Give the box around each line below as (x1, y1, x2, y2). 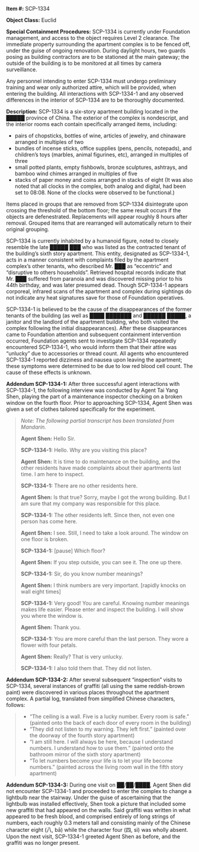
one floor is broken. (20, 536, 69, 543)
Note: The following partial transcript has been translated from (20, 417, 175, 424)
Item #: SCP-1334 (6, 5, 50, 12)
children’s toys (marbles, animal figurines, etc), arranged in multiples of (14, 151, 188, 158)
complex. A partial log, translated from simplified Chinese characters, (6, 695, 175, 702)
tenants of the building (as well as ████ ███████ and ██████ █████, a (6, 312, 191, 319)
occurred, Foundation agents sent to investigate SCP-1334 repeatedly (6, 337, 176, 344)
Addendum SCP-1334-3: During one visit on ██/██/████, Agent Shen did (6, 781, 191, 788)
